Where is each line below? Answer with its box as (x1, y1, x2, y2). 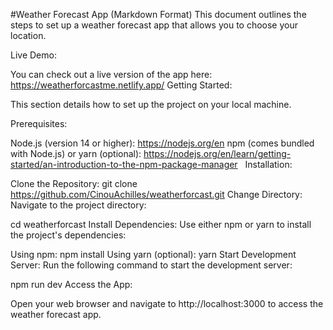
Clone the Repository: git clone (10, 178, 138, 189)
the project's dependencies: (10, 229, 127, 241)
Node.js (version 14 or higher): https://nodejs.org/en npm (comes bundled (10, 137, 315, 149)
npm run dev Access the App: (10, 279, 133, 290)
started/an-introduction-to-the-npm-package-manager (10, 159, 238, 170)
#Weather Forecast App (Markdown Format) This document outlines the (10, 9, 307, 20)
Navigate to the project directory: (10, 199, 147, 211)
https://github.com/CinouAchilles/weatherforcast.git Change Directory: (10, 189, 303, 200)
